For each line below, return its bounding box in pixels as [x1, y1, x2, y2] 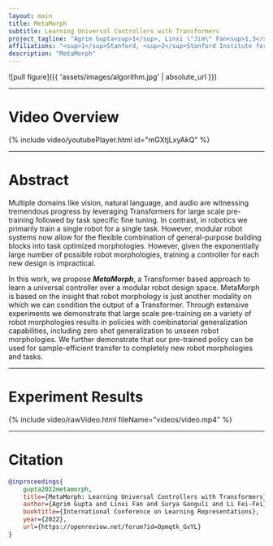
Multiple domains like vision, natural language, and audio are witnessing [8, 197, 249, 207]
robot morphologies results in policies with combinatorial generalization [8, 317, 248, 327]
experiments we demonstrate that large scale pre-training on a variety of [8, 308, 252, 318]
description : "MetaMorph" [8, 50, 96, 58]
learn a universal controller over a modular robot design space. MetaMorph [8, 282, 260, 292]
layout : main [8, 11, 53, 20]
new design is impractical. [8, 258, 96, 268]
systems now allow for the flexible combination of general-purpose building [8, 232, 262, 242]
